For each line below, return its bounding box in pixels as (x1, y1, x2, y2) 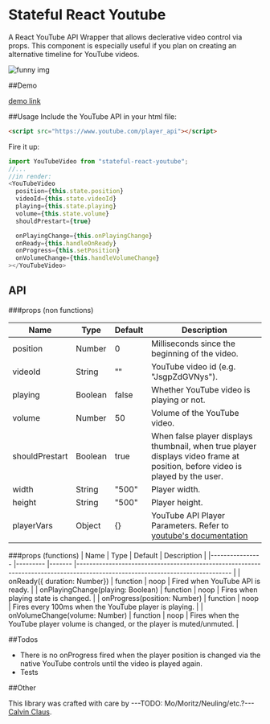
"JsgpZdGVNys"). (151, 371, 219, 382)
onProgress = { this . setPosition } (15, 247, 121, 255)
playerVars (12, 520, 54, 531)
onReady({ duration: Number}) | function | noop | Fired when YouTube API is (8, 576, 261, 586)
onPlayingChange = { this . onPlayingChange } (15, 232, 153, 240)
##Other (8, 682, 36, 693)
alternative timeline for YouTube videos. (8, 49, 140, 59)
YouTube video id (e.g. (151, 360, 236, 372)
